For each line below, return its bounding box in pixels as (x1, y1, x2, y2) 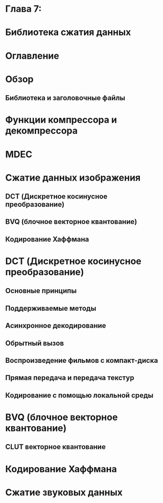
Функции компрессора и (5, 114, 118, 126)
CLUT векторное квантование (5, 443, 106, 451)
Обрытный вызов (5, 339, 64, 347)
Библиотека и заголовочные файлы (5, 94, 126, 102)
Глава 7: (5, 3, 42, 15)
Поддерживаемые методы (5, 304, 97, 313)
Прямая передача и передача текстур (5, 374, 134, 382)
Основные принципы (5, 287, 77, 295)
